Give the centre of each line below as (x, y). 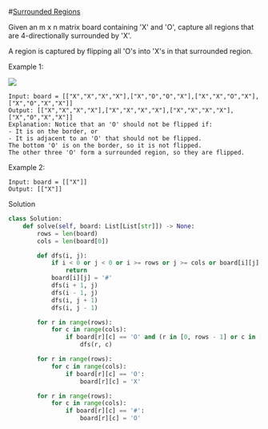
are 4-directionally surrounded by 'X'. (70, 36)
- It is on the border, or (53, 132)
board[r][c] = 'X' (110, 381)
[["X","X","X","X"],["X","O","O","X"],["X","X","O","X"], (161, 96)
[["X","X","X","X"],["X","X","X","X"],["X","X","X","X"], (136, 111)
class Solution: (35, 219)
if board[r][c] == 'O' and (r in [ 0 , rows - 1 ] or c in (160, 337)
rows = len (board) (68, 233)
